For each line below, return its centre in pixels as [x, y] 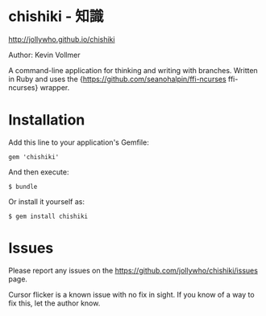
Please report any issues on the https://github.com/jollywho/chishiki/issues [133, 270]
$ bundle [23, 187]
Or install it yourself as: [46, 201]
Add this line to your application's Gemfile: [79, 142]
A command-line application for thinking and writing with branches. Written [133, 70]
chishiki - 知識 [56, 16]
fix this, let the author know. [54, 303]
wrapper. [55, 87]
